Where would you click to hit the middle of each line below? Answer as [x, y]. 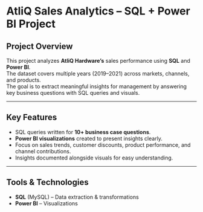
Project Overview [40, 46]
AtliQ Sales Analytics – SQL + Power [98, 11]
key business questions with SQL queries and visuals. [73, 93]
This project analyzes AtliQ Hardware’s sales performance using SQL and [98, 61]
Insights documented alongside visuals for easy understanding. [94, 158]
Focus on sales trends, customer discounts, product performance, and [103, 145]
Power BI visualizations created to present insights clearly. [89, 138]
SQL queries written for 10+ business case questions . [83, 132]
